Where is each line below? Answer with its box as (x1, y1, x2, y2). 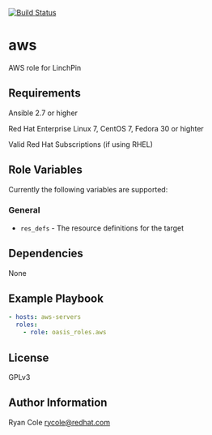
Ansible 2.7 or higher (8, 108, 78, 118)
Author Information (8, 396, 108, 410)
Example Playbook (8, 292, 104, 306)
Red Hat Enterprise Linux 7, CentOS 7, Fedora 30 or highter (8, 123, 204, 133)
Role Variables (8, 163, 83, 177)
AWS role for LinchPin (8, 62, 82, 72)
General (8, 205, 40, 216)
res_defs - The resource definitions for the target (19, 223, 184, 233)
